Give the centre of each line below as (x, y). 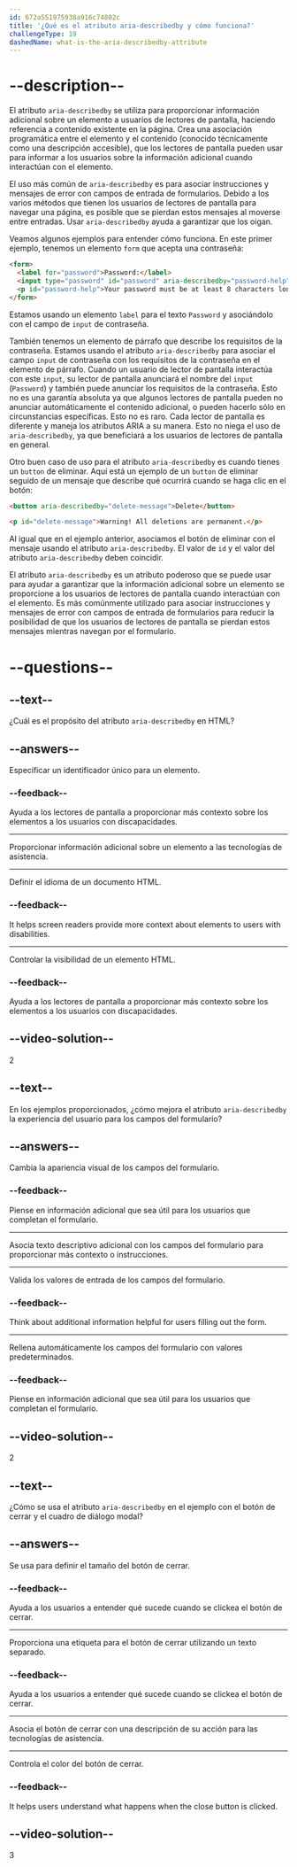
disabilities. (30, 933)
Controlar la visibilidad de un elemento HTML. (92, 959)
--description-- (67, 86)
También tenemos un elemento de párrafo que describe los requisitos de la (146, 341)
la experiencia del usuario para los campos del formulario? (116, 1119)
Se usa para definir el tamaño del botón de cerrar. (100, 1565)
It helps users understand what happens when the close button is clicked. (144, 1806)
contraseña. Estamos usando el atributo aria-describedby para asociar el (142, 350)
